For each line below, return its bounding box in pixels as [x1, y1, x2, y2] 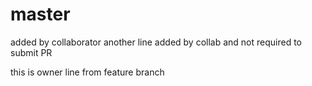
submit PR [10, 46, 53, 58]
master [10, 3, 71, 26]
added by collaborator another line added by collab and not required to [10, 36, 303, 48]
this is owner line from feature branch [10, 66, 165, 78]
